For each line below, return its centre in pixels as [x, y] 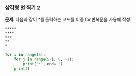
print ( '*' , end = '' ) [43, 64]
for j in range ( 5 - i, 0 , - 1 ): [44, 59]
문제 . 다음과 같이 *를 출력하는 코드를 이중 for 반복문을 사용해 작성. [68, 19]
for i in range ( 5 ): [25, 55]
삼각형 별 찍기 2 [23, 7]
